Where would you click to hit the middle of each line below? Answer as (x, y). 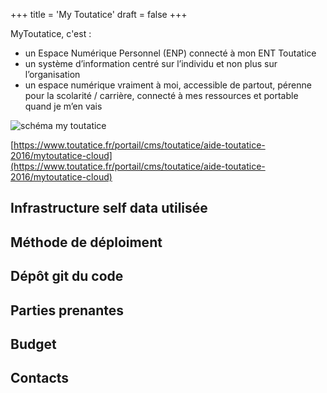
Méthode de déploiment (86, 242)
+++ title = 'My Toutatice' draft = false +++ (99, 14)
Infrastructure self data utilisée (109, 208)
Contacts (40, 378)
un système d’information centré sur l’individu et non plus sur (151, 63)
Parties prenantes (67, 310)
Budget (33, 344)
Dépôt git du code (67, 276)
